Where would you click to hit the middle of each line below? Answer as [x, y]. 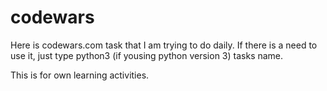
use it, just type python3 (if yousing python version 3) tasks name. [147, 55]
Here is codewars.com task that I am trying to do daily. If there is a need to [164, 45]
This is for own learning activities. [80, 75]
